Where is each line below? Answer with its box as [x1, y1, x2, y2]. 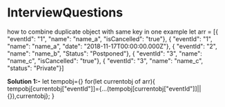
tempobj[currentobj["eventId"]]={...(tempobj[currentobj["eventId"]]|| [7, 84, 202, 93]
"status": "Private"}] [7, 64, 64, 72]
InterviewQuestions [7, 5, 123, 21]
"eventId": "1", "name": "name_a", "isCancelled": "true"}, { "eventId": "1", [7, 34, 213, 43]
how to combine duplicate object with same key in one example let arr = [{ [7, 27, 219, 36]
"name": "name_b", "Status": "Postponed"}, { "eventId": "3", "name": [7, 49, 202, 58]
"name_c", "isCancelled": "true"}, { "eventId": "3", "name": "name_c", [7, 56, 204, 64]
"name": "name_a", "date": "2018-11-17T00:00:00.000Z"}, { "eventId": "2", [7, 42, 217, 50]
